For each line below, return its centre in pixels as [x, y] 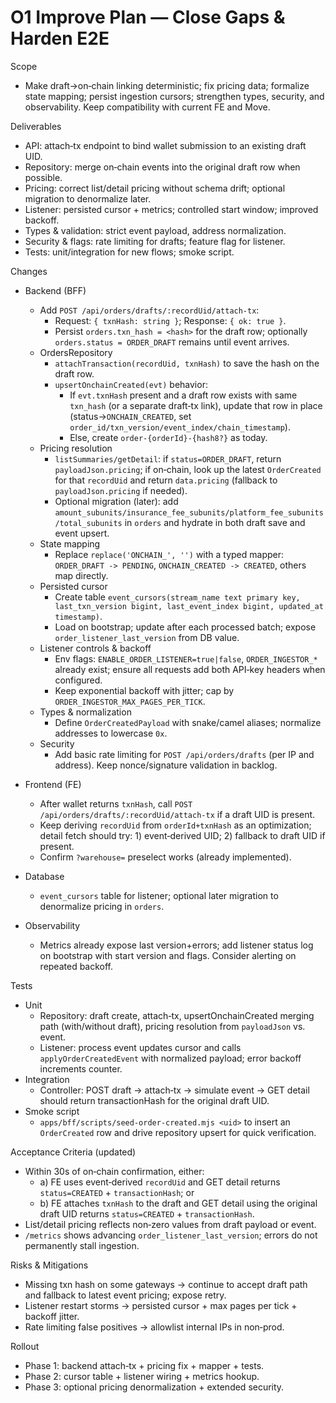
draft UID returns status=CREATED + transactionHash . [147, 1213]
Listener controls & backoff [95, 648]
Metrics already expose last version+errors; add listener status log [176, 945]
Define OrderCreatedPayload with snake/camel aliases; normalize [188, 722]
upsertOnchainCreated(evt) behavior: [131, 384]
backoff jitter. [52, 1316]
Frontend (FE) [53, 784]
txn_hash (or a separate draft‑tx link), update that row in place [196, 405]
